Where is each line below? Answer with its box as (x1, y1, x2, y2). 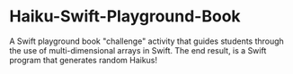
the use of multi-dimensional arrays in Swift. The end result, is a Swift (9, 45, 267, 55)
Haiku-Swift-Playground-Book (9, 6, 241, 27)
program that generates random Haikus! (9, 54, 158, 65)
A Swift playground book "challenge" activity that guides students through (9, 36, 285, 46)
